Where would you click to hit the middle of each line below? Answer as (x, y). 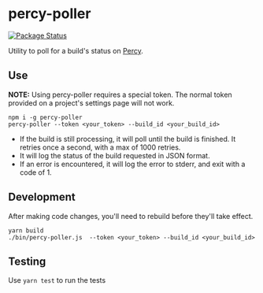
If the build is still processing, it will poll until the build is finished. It (128, 139)
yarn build (26, 230)
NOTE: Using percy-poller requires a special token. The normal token (120, 95)
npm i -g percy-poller (45, 117)
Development (42, 197)
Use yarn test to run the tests (57, 280)
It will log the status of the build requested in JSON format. (115, 155)
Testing (27, 261)
